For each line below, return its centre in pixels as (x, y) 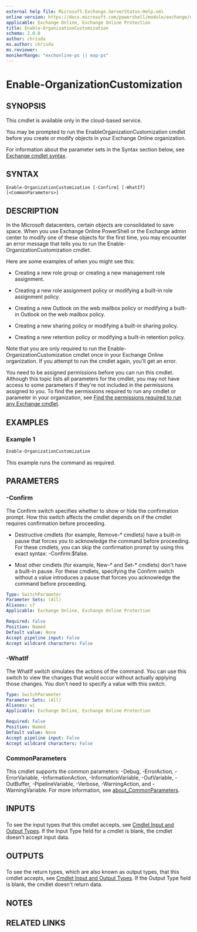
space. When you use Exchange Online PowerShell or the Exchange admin (96, 231)
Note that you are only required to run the (56, 349)
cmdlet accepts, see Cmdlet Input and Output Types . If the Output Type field (98, 878)
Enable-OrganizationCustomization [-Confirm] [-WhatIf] (76, 188)
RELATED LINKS (36, 923)
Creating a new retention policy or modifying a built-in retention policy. (100, 337)
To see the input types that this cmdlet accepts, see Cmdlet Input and (90, 825)
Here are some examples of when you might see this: (70, 261)
